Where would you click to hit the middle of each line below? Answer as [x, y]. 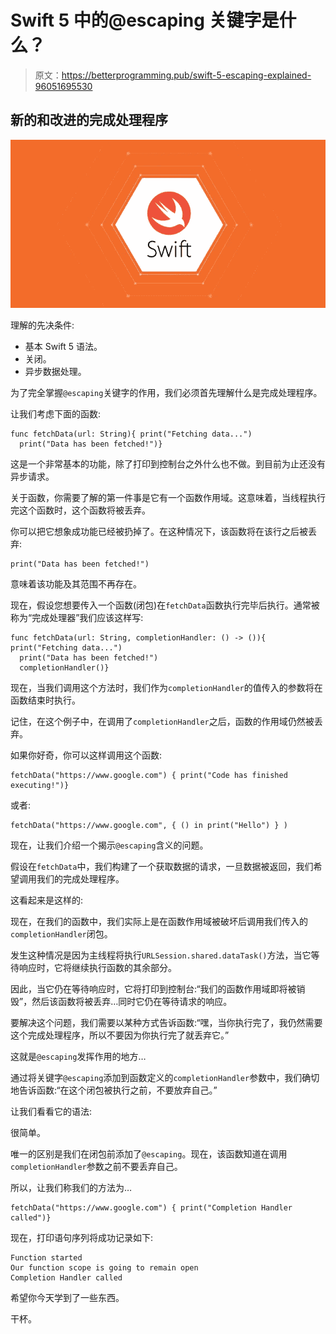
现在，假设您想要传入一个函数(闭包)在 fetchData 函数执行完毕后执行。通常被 [165, 605]
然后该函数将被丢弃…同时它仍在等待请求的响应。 [132, 1001]
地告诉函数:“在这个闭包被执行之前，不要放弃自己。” [114, 1090]
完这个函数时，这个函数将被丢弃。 [80, 510]
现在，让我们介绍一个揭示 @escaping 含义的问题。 [109, 845]
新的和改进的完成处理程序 [89, 120]
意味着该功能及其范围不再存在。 [76, 583]
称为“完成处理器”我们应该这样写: [77, 617]
